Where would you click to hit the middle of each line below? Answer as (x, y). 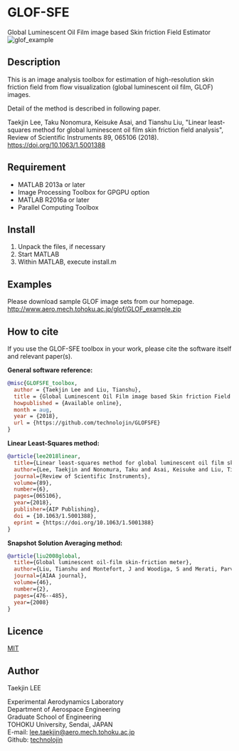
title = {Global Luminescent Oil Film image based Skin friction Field (122, 397)
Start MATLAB (38, 255)
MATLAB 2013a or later (51, 184)
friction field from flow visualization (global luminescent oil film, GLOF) (110, 87)
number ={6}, (32, 489)
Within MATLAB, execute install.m (67, 262)
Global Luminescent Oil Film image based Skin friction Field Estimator (109, 32)
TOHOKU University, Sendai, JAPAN (60, 724)
